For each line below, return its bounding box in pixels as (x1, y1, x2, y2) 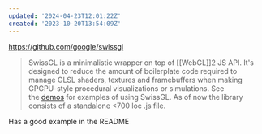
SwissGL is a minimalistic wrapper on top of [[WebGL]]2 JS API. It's (28, 58, 254, 67)
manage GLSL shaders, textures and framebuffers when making (28, 75, 243, 84)
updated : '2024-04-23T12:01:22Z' (8, 11, 122, 20)
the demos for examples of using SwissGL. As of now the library (28, 92, 243, 102)
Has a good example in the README (8, 116, 130, 126)
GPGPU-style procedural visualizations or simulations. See (28, 83, 225, 93)
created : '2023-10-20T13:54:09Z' (8, 19, 122, 28)
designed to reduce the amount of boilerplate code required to (28, 66, 238, 76)
